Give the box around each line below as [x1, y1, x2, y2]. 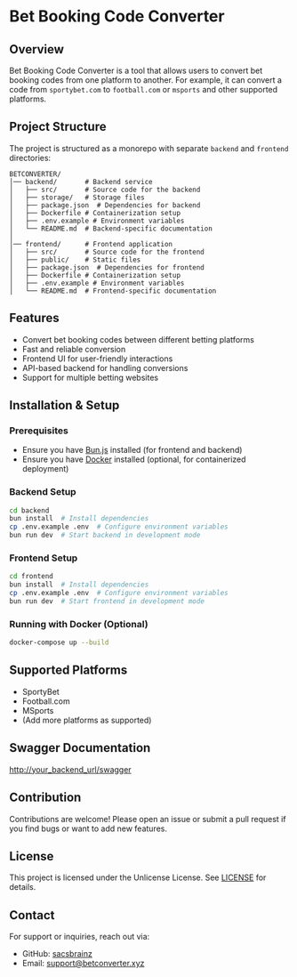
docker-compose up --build [9, 638, 109, 647]
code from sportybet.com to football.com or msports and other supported [9, 85, 278, 94]
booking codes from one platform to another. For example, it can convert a [9, 75, 283, 85]
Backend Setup [9, 486, 77, 498]
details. [9, 882, 36, 892]
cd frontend [9, 572, 53, 581]
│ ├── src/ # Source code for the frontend [9, 247, 205, 256]
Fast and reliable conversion [21, 343, 126, 354]
